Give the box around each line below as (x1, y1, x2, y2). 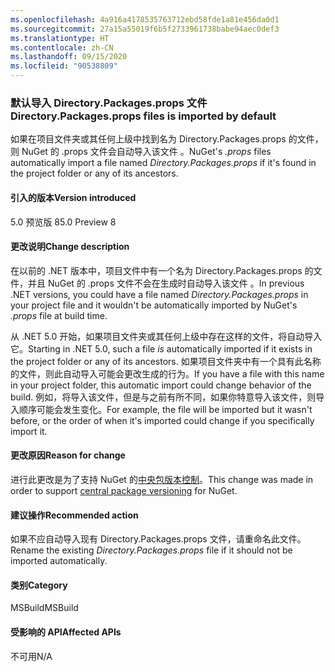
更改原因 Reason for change (10, 449, 126, 461)
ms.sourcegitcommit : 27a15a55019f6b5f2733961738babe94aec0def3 (10, 24, 280, 34)
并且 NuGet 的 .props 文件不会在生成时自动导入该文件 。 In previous (27, 277, 305, 289)
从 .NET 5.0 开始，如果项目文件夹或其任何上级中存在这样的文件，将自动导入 (10, 330, 323, 342)
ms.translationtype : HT (10, 33, 110, 43)
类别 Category (10, 579, 68, 591)
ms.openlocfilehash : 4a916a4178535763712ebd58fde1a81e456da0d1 (10, 14, 280, 25)
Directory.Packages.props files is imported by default (10, 109, 277, 123)
